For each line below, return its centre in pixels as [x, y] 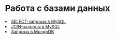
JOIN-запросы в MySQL [36, 26]
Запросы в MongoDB [33, 31]
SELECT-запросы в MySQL [39, 21]
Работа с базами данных [57, 8]
